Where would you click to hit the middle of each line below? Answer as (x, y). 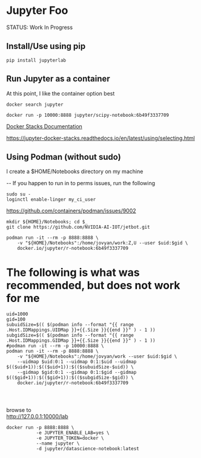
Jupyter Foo (37, 11)
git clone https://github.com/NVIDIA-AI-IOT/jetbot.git (78, 227)
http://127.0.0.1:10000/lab (37, 417)
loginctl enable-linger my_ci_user (51, 200)
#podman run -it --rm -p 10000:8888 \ (55, 346)
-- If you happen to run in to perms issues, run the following (81, 183)
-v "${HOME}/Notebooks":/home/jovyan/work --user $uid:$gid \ (97, 357)
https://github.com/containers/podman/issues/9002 (71, 211)
